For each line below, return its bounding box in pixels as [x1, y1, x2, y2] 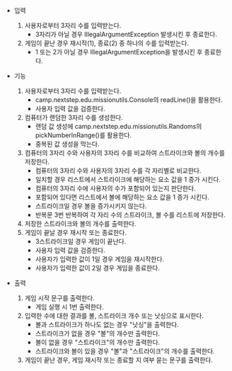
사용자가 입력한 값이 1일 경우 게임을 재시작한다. [35, 255, 165, 263]
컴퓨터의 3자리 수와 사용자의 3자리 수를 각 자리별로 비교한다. [35, 166, 202, 175]
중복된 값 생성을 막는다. [35, 140, 100, 148]
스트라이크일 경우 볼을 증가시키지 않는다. [35, 202, 147, 210]
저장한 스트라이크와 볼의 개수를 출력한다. [24, 219, 137, 228]
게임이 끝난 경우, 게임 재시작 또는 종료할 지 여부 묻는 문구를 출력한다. [24, 356, 214, 364]
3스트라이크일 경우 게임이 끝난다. [35, 237, 127, 246]
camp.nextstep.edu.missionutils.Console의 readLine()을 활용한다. [35, 96, 223, 104]
